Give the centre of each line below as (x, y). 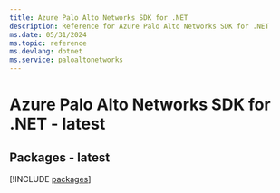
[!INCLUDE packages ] (50, 179)
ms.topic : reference (48, 43)
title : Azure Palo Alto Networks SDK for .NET (99, 18)
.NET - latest (58, 124)
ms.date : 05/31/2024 (48, 34)
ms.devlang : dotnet (46, 52)
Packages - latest (60, 157)
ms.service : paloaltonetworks (67, 60)
